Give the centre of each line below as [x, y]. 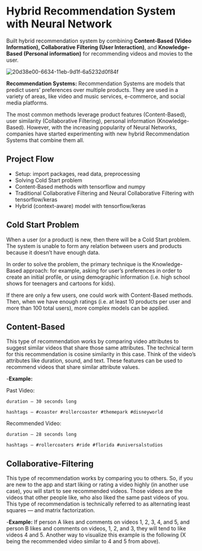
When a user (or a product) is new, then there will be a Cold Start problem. [99, 240]
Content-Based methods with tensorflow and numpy [80, 186]
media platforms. [27, 103]
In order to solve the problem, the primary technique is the [79, 264]
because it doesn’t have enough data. [53, 252]
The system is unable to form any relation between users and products [94, 246]
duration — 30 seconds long [42, 402]
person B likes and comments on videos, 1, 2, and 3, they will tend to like [96, 529]
